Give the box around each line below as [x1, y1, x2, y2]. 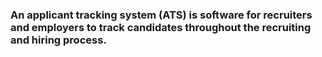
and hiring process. [10, 33, 107, 47]
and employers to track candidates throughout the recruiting [10, 20, 312, 34]
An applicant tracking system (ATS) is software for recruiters [10, 8, 313, 22]
